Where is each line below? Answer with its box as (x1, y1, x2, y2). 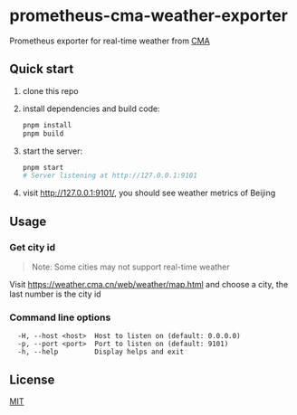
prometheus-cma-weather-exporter (9, 5, 288, 26)
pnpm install (22, 120, 72, 129)
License (9, 372, 55, 387)
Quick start (9, 61, 74, 77)
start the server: (22, 146, 83, 156)
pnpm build (22, 128, 64, 138)
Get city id (9, 241, 56, 253)
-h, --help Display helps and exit (17, 347, 184, 357)
